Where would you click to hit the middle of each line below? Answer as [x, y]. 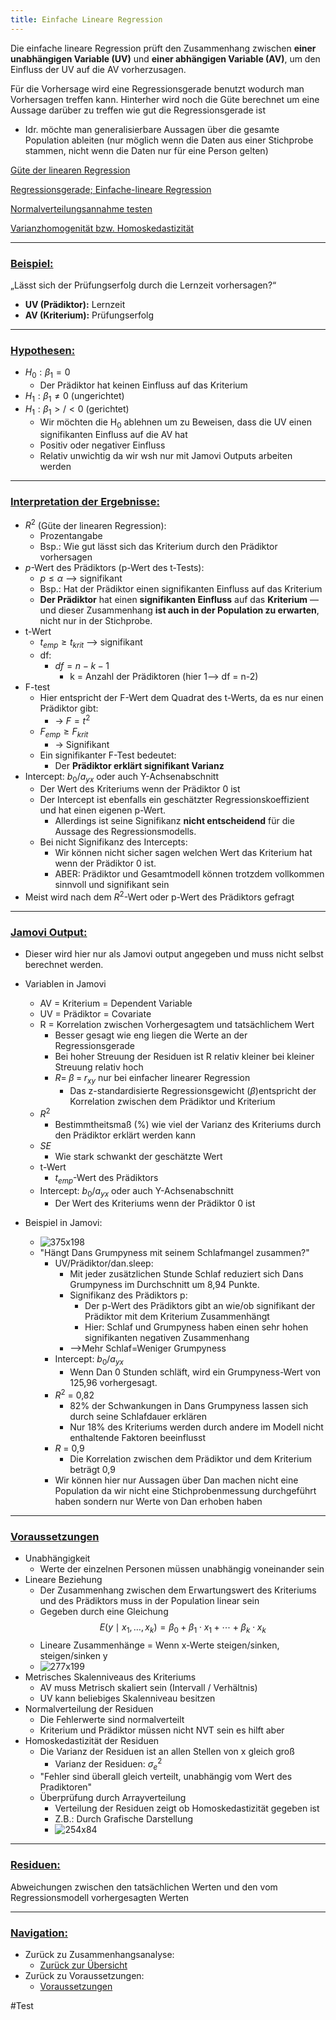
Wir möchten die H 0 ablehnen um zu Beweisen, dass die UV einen [175, 423]
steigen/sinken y [73, 1655]
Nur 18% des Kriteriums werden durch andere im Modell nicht [196, 1427]
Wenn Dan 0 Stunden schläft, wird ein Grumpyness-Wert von [195, 1372]
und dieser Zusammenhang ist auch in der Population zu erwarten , [179, 610]
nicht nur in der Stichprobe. [96, 621]
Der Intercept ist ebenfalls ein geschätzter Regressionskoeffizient [174, 800]
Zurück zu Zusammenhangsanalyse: [99, 1954]
